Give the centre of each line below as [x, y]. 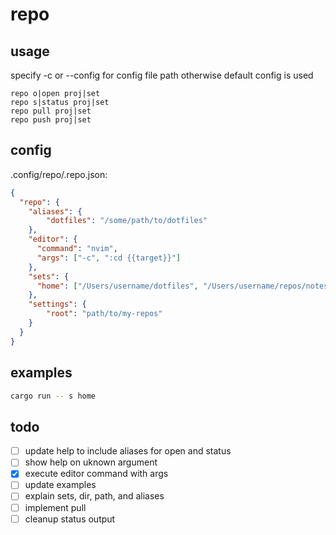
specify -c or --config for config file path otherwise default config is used [162, 75]
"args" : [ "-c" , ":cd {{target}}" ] [109, 258]
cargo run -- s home [53, 396]
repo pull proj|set [51, 111]
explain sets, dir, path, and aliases [94, 496]
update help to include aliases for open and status [128, 451]
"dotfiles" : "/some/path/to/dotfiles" [127, 221]
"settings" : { [57, 304]
